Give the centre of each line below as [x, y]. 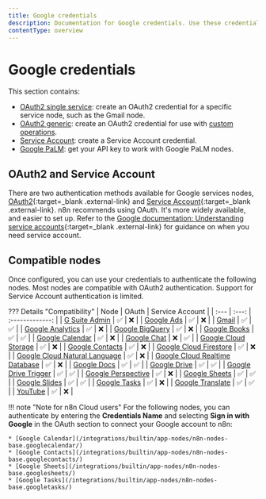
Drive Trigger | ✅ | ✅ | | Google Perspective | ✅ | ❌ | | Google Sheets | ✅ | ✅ [132, 373]
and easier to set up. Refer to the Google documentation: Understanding [126, 218]
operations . [38, 132]
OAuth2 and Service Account [82, 174]
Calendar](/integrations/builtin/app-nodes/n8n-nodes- [135, 438]
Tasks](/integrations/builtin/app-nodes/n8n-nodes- [130, 480]
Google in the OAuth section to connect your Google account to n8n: [120, 424]
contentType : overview [46, 30]
